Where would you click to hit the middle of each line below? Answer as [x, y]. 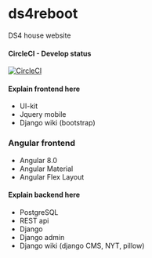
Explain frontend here [44, 89]
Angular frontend [42, 144]
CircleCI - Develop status [50, 53]
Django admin [42, 237]
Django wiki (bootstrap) [57, 123]
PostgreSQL [39, 212]
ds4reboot [43, 14]
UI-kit [29, 106]
